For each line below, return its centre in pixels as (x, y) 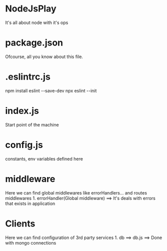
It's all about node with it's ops (37, 22)
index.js (22, 111)
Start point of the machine (32, 124)
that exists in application (30, 203)
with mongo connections (31, 242)
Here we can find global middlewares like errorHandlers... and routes (76, 192)
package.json (34, 43)
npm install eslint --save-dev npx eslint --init (51, 90)
